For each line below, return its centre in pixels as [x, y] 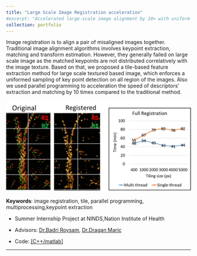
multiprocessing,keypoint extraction [49, 207]
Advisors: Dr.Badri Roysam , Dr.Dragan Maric [68, 230]
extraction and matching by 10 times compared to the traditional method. [94, 92]
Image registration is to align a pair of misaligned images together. [86, 42]
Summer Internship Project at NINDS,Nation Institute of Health [90, 219]
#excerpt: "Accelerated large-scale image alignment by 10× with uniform [98, 18]
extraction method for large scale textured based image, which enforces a [96, 73]
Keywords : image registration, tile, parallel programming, [75, 201]
